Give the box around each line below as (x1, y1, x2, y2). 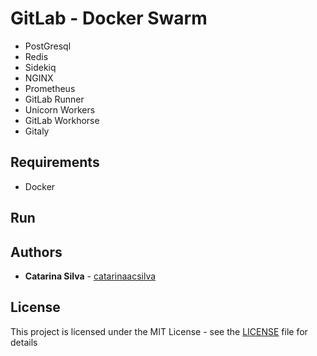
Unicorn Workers (24, 103, 96, 116)
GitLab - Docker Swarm (10, 7, 208, 30)
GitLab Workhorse (24, 114, 100, 126)
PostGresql (24, 40, 72, 52)
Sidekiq (24, 61, 57, 73)
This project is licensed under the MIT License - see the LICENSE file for (10, 325, 308, 337)
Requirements (10, 154, 100, 171)
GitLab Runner (24, 93, 85, 105)
